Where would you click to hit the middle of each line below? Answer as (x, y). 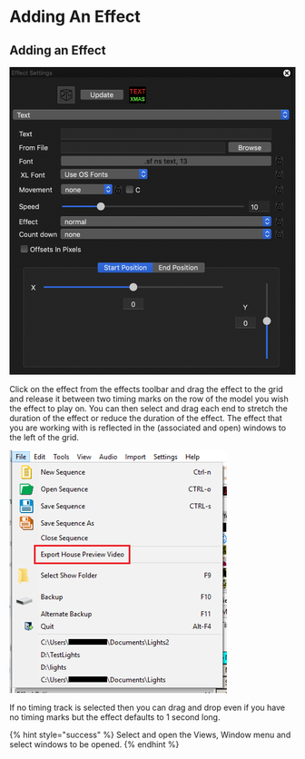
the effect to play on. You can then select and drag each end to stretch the (148, 408)
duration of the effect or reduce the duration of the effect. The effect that (146, 418)
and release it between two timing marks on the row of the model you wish (149, 399)
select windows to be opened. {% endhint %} (94, 744)
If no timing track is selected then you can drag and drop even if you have (148, 707)
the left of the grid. (44, 437)
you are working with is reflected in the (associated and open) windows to (148, 428)
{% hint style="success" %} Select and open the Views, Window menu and (150, 734)
